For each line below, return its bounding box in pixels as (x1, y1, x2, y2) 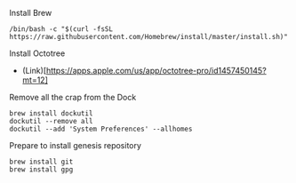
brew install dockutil (9, 109, 93, 118)
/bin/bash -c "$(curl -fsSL (9, 25, 114, 34)
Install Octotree (9, 48, 66, 59)
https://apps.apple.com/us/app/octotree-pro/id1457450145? (45, 66, 267, 76)
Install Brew (9, 8, 52, 18)
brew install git (9, 157, 74, 166)
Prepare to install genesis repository (9, 140, 142, 150)
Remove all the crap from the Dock (9, 92, 137, 102)
